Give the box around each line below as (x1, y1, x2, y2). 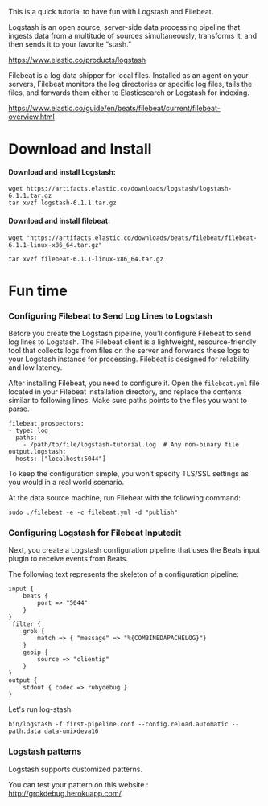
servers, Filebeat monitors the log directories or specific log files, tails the (8, 80, 253, 88)
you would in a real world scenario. (8, 478, 125, 487)
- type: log (8, 426, 48, 435)
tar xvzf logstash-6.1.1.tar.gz (8, 199, 117, 208)
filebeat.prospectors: (8, 420, 85, 428)
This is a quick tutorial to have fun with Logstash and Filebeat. (8, 7, 214, 16)
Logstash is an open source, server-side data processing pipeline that (8, 23, 241, 31)
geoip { (23, 648, 48, 656)
